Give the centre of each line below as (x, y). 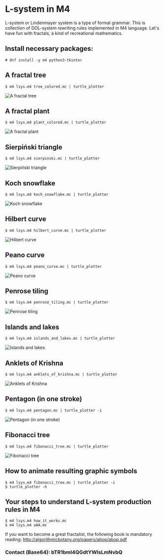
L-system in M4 (38, 9)
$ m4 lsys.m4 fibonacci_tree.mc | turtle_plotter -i (60, 482)
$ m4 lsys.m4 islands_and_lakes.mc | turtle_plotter (60, 339)
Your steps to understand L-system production (78, 502)
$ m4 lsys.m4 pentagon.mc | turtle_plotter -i (54, 410)
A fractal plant (27, 111)
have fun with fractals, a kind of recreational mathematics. (64, 33)
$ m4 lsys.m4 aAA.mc (26, 525)
